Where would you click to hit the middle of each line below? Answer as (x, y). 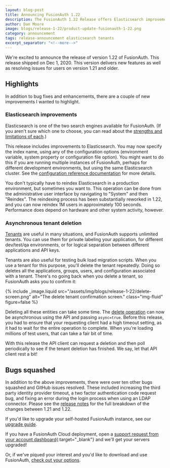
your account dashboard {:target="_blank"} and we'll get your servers (78, 439)
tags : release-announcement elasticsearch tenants (60, 38)
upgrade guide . (21, 424)
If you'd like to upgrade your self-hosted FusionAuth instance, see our (78, 419)
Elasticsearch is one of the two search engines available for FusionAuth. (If (83, 126)
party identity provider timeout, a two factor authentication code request (81, 393)
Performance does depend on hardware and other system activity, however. (84, 210)
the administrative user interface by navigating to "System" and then (77, 193)
